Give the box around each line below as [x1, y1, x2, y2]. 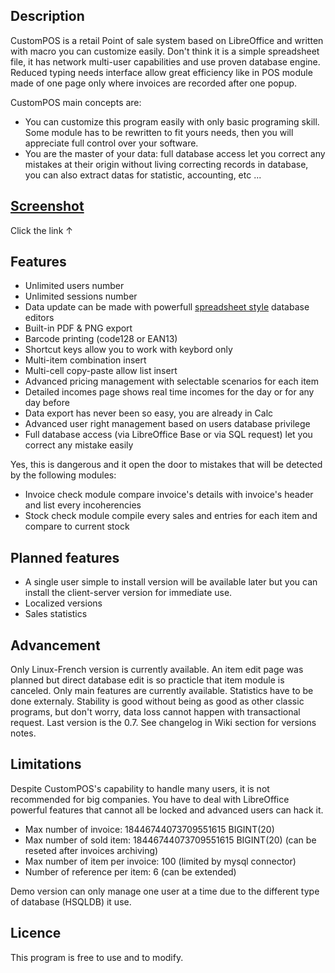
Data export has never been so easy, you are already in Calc [24, 407, 274, 419]
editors [24, 312, 55, 324]
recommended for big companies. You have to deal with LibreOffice [10, 793, 290, 805]
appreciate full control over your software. [24, 137, 199, 149]
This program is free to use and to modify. [10, 951, 184, 963]
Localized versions [24, 597, 103, 609]
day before [24, 397, 70, 409]
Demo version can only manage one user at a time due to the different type [10, 885, 320, 897]
